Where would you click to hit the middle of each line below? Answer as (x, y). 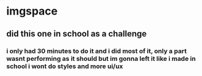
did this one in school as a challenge (77, 34)
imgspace (32, 11)
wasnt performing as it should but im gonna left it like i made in (101, 58)
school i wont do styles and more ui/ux (65, 66)
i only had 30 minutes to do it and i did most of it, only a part (97, 51)
